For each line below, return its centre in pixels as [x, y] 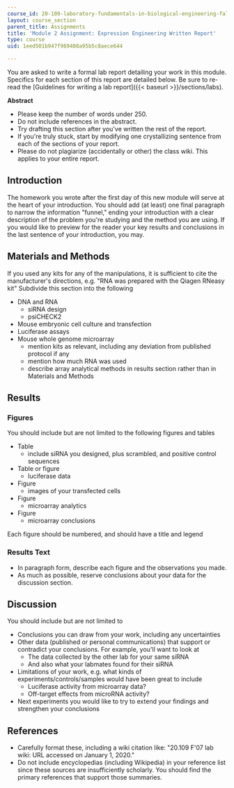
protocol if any [48, 353]
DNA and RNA [37, 302]
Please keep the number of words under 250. [82, 114]
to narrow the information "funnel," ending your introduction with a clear [111, 212]
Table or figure [38, 469]
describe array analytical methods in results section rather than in [122, 368]
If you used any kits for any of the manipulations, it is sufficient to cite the [112, 273]
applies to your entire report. [58, 159]
